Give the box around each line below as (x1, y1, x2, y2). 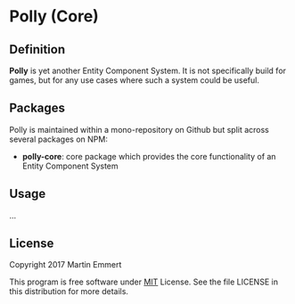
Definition (9, 42, 65, 57)
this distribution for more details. (9, 286, 129, 297)
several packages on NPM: (9, 134, 109, 144)
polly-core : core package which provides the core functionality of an (21, 151, 276, 161)
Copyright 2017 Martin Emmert (9, 259, 122, 270)
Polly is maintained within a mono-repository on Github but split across (9, 124, 269, 135)
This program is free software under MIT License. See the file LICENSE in (9, 276, 279, 287)
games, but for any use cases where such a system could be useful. (9, 75, 260, 86)
